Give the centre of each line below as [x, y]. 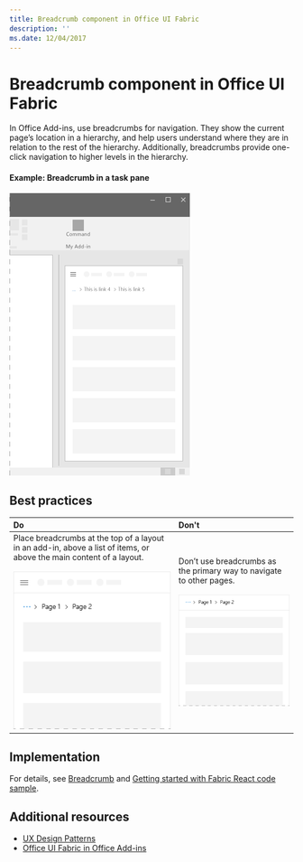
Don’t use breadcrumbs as [228, 561]
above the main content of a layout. [78, 557]
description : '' [40, 28]
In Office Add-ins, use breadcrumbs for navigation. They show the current [147, 128]
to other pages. [207, 581]
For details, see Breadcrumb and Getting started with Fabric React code [143, 779]
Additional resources [69, 816]
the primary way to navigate [230, 571]
